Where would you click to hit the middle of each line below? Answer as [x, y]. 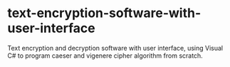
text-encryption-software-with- [104, 13]
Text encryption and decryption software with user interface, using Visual [115, 48]
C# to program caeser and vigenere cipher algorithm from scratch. [105, 56]
